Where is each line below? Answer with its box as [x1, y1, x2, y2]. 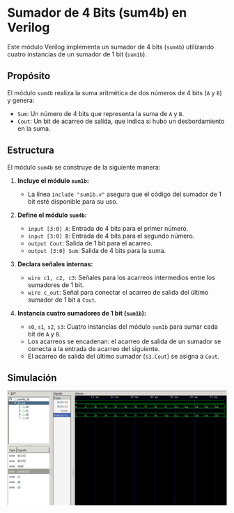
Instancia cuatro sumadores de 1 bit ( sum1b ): [17, 309, 146, 317]
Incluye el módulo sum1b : [17, 176, 89, 185]
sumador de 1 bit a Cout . [27, 295, 97, 304]
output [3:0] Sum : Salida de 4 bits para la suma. [27, 246, 166, 254]
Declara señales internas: [17, 259, 93, 268]
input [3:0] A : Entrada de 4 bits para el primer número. [27, 224, 189, 232]
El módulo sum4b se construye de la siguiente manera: [7, 163, 161, 171]
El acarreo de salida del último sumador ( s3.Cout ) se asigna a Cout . [27, 352, 220, 360]
